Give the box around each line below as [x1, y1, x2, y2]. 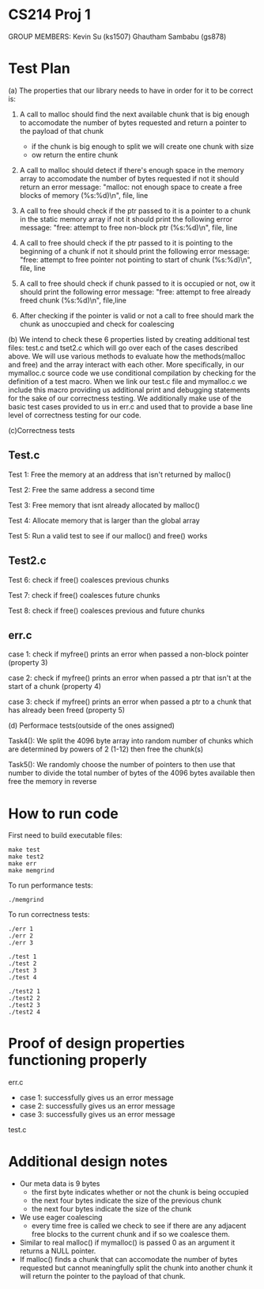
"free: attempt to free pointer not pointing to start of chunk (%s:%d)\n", [19, 255, 252, 264]
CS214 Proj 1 [8, 6, 91, 24]
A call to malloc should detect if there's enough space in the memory [19, 165, 245, 175]
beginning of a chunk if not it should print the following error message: [19, 246, 250, 256]
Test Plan [8, 59, 71, 78]
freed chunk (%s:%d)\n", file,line [19, 295, 127, 305]
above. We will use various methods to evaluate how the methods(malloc [8, 351, 247, 361]
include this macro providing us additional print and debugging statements [8, 385, 251, 394]
